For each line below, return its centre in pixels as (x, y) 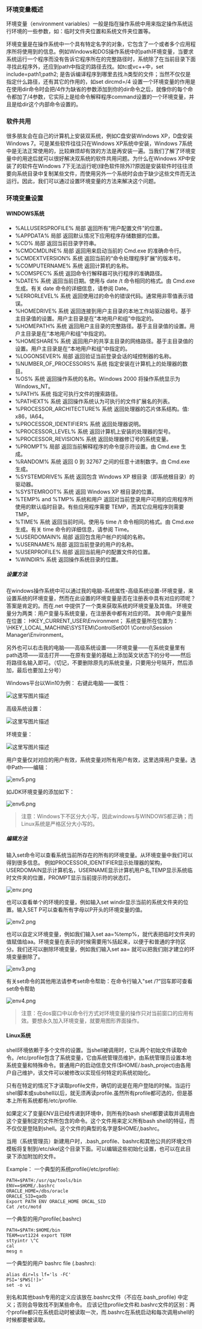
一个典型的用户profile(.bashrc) (44, 1219)
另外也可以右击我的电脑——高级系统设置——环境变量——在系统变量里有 (96, 647)
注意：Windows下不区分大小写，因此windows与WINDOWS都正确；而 (107, 816)
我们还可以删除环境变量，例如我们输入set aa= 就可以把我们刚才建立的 (103, 949)
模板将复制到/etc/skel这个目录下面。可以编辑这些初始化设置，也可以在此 (96, 1148)
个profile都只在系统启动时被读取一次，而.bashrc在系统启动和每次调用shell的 (100, 1312)
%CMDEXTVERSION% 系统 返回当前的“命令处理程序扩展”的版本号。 (99, 258)
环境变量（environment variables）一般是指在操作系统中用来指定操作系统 (97, 24)
